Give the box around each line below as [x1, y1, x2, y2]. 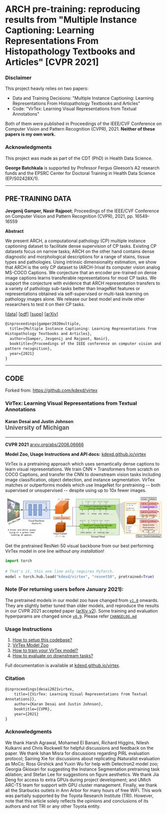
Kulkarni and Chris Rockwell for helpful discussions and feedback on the [5, 745, 154, 751]
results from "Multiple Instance [5, 14, 137, 25]
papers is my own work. [5, 131, 56, 138]
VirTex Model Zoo [12, 642, 49, 649]
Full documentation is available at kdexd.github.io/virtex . [5, 662, 120, 668]
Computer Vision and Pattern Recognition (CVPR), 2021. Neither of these [5, 126, 156, 132]
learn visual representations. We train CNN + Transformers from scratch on [5, 466, 159, 472]
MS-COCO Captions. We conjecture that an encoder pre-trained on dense [5, 269, 157, 275]
